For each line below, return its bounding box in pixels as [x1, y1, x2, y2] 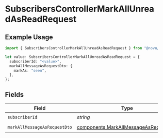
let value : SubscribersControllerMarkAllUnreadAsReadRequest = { [5, 54, 140, 59]
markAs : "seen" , [14, 68, 47, 73]
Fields [5, 91, 24, 99]
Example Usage [5, 33, 53, 41]
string [77, 114, 90, 121]
